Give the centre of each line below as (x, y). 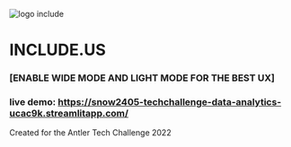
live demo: (33, 102)
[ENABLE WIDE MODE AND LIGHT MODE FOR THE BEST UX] (142, 78)
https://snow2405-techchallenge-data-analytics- (170, 102)
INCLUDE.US (57, 50)
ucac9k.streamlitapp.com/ (69, 114)
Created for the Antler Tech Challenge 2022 (91, 133)
